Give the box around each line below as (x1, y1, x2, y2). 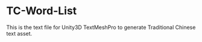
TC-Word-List (6, 4, 77, 18)
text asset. (6, 30, 33, 37)
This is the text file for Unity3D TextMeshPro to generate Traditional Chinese (6, 24, 196, 31)
